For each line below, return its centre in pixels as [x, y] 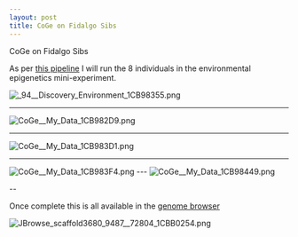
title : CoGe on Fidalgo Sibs [63, 26]
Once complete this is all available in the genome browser [114, 206]
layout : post [33, 17]
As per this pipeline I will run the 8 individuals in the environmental [130, 68]
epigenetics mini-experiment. [63, 77]
